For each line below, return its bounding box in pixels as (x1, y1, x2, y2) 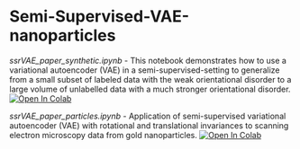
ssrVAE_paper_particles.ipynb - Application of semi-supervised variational (9, 110, 286, 121)
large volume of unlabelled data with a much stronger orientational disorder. (9, 83, 291, 94)
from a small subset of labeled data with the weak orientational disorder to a (9, 74, 292, 84)
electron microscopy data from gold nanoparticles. (9, 129, 198, 140)
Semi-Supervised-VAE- (9, 6, 190, 27)
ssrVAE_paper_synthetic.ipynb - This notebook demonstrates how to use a (9, 55, 286, 66)
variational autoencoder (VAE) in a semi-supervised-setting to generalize (9, 65, 281, 75)
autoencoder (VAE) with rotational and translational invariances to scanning (9, 119, 289, 131)
